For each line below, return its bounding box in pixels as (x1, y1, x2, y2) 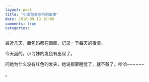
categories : (5, 26, 30, 31)
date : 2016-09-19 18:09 (5, 16, 55, 21)
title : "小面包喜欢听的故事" (5, 12, 59, 17)
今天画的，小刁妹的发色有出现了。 (5, 51, 75, 57)
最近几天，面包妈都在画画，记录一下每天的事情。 (5, 40, 105, 46)
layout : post (5, 7, 32, 12)
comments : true (5, 21, 37, 26)
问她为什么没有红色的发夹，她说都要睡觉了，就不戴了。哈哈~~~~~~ (5, 61, 145, 67)
